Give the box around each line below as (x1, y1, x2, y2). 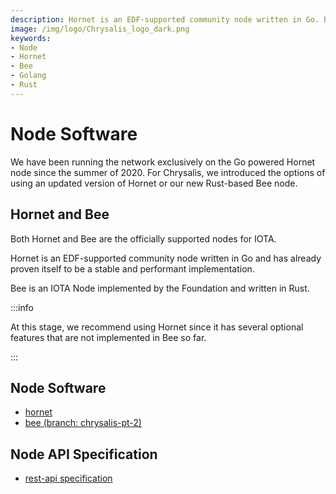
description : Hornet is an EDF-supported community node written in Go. (10, 14, 320, 25)
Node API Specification (10, 446, 158, 463)
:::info (10, 301, 34, 313)
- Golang (10, 71, 47, 81)
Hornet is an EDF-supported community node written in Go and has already (10, 252, 322, 264)
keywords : (10, 33, 52, 43)
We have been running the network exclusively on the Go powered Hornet (10, 156, 316, 168)
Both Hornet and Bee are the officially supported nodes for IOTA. (10, 232, 277, 245)
